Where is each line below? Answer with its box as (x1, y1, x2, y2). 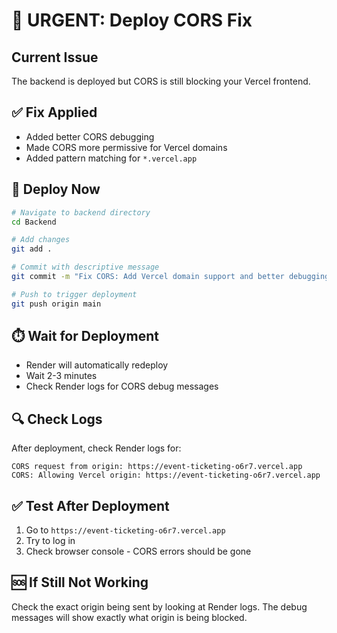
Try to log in (25, 535, 76, 547)
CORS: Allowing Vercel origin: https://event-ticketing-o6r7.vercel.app (11, 470, 321, 481)
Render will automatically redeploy (25, 359, 169, 371)
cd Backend (11, 217, 57, 227)
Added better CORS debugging (25, 130, 155, 143)
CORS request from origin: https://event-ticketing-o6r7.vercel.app (11, 462, 303, 472)
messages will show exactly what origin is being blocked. (11, 611, 248, 623)
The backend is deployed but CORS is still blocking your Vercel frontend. (11, 75, 311, 87)
